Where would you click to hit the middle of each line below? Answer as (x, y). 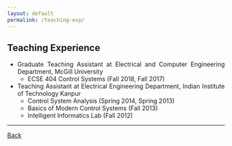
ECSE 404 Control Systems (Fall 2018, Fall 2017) (96, 79)
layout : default (30, 13)
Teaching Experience (54, 48)
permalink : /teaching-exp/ (46, 20)
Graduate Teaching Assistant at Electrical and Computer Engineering (121, 64)
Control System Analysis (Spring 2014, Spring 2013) (101, 101)
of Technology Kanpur (49, 94)
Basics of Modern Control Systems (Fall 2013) (93, 108)
